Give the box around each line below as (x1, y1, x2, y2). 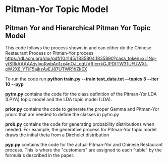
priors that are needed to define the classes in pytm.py (5, 112, 120, 117)
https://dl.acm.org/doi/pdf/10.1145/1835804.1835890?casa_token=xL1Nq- (5, 55, 157, 61)
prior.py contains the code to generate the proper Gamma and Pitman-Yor (5, 106, 160, 112)
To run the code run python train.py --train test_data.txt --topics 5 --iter (5, 76, 159, 81)
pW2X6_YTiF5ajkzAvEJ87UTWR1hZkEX (5, 66, 87, 72)
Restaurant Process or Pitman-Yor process (5, 50, 94, 56)
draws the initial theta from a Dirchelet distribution (5, 132, 109, 138)
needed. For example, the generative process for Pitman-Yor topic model (5, 127, 157, 132)
